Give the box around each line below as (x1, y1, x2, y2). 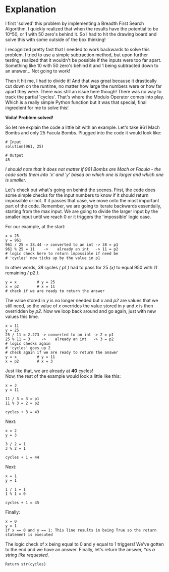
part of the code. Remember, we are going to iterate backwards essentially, (5, 203, 161, 209)
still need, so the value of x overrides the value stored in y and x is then (5, 303, 153, 309)
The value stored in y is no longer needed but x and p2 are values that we (5, 297, 158, 303)
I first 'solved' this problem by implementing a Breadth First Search (5, 20, 144, 26)
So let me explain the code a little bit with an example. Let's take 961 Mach (5, 124, 160, 130)
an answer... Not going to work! (5, 67, 71, 74)
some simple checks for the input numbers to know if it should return (5, 192, 149, 198)
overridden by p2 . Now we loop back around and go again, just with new (5, 308, 156, 314)
